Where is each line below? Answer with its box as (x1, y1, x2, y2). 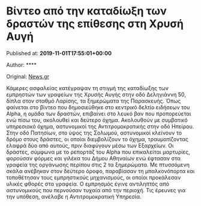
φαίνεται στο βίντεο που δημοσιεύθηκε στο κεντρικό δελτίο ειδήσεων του (6, 103, 190, 111)
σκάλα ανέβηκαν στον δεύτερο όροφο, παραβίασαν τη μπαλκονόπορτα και (6, 167, 195, 175)
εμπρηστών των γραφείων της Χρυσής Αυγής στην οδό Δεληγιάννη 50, (6, 91, 186, 98)
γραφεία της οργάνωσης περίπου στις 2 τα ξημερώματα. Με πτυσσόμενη (6, 161, 190, 168)
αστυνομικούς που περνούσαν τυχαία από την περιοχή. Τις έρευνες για (6, 186, 186, 193)
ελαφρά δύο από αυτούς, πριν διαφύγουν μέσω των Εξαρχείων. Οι (6, 142, 174, 149)
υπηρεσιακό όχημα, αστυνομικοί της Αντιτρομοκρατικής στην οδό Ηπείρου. (6, 123, 194, 130)
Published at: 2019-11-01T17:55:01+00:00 (6, 49, 112, 56)
